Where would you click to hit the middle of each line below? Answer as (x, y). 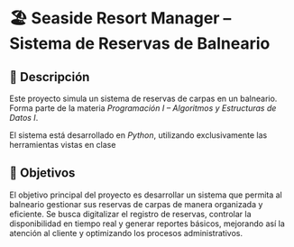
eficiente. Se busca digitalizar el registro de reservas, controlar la (130, 214)
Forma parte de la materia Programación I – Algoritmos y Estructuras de (143, 108)
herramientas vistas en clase (63, 145)
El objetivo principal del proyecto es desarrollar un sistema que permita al (146, 195)
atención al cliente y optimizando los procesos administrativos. (126, 233)
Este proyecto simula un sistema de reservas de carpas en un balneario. (143, 98)
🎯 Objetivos (42, 173)
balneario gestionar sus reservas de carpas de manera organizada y (136, 204)
